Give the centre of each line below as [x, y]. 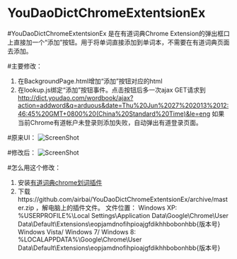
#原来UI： [22, 137]
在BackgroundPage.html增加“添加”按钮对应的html [90, 81]
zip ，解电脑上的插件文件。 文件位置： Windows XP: [101, 207]
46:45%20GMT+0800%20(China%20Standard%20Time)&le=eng [114, 114]
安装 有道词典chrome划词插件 [60, 182]
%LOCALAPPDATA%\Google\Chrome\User [80, 239]
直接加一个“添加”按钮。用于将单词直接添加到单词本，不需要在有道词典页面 [121, 42]
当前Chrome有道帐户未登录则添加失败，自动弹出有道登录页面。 [110, 122]
